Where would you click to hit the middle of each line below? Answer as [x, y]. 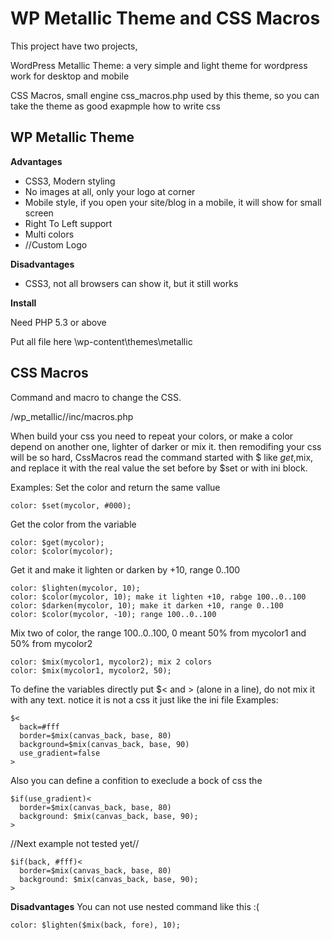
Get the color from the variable [73, 524]
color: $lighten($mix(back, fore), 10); [96, 925]
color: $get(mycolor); [57, 542]
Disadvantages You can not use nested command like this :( [135, 906]
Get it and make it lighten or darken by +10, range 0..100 [125, 569]
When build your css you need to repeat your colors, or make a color [152, 436]
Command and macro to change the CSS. [96, 397]
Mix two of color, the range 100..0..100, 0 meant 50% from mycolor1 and [158, 633]
